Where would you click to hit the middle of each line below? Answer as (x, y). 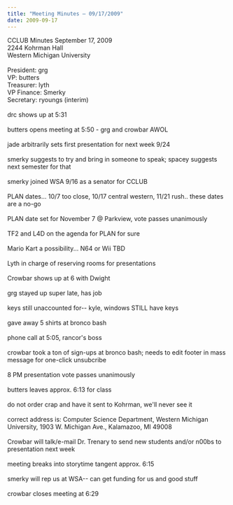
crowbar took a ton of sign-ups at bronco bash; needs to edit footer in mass (116, 352)
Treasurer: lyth (28, 85)
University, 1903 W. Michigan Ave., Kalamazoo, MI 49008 (90, 427)
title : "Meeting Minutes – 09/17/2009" (65, 14)
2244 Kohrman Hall (35, 48)
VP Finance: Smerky (37, 92)
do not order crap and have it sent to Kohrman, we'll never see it (100, 404)
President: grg (28, 70)
